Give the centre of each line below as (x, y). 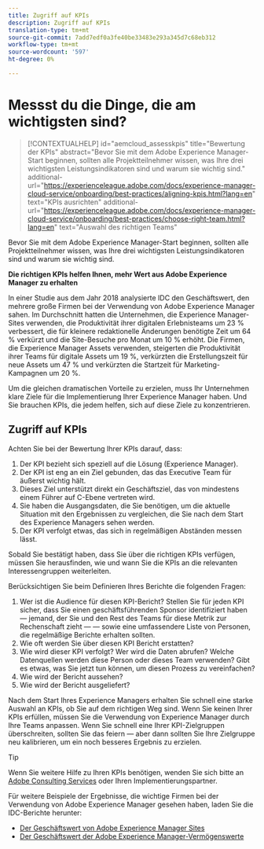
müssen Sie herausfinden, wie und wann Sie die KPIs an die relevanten (123, 562)
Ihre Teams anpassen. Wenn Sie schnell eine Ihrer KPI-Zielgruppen (117, 725)
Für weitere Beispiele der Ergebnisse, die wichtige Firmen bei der (114, 796)
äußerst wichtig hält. (53, 480)
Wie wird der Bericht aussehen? (71, 676)
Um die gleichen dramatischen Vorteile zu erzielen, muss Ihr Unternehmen (129, 388)
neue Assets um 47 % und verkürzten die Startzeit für (95, 364)
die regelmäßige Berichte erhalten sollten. (87, 634)
